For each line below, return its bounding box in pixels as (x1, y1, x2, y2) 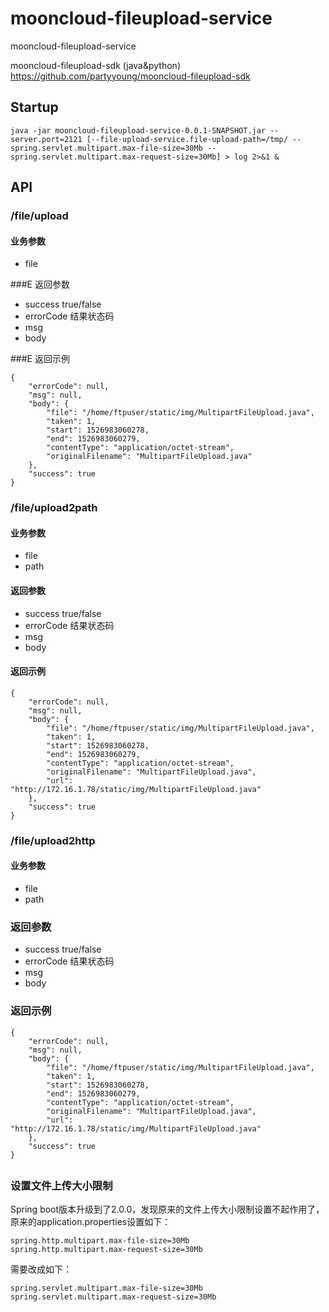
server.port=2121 (10, 134, 83, 144)
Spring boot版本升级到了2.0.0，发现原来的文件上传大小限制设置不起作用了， (10, 1203, 325, 1216)
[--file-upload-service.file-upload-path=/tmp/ (86, 134, 288, 144)
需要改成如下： (10, 1263, 72, 1276)
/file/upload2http (10, 833, 96, 847)
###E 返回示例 (10, 353, 70, 365)
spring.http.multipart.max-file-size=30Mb (10, 1236, 190, 1246)
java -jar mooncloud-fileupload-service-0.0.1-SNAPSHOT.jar (10, 125, 267, 136)
